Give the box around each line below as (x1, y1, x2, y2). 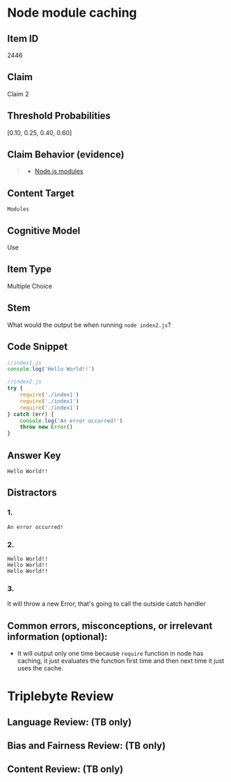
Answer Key (7, 450, 61, 461)
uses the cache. (17, 664, 64, 673)
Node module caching (7, 5, 137, 21)
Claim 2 (7, 89, 29, 98)
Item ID (7, 33, 39, 45)
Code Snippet (7, 341, 68, 353)
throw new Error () (19, 424, 73, 431)
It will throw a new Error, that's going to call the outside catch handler (7, 599, 207, 608)
